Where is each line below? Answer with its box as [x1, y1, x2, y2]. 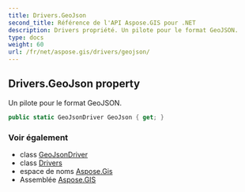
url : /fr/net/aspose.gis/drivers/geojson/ [8, 48, 150, 56]
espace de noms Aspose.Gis [19, 166, 113, 175]
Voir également [8, 131, 69, 142]
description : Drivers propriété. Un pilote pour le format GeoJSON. [8, 26, 239, 34]
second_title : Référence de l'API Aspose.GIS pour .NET [8, 19, 196, 27]
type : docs [8, 33, 44, 42]
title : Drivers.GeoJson [8, 11, 87, 20]
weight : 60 [8, 41, 44, 49]
